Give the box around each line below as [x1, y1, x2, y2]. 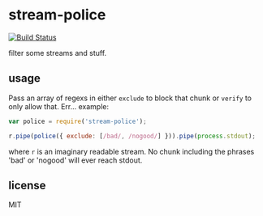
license [8, 178, 46, 192]
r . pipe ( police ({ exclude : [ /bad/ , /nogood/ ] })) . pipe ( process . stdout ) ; [8, 132, 257, 140]
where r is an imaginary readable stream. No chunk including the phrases [8, 146, 255, 156]
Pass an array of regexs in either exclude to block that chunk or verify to [8, 93, 252, 103]
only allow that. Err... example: [8, 101, 110, 111]
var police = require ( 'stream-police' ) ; [8, 117, 148, 125]
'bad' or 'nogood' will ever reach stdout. [8, 155, 143, 165]
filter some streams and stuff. [8, 48, 107, 57]
